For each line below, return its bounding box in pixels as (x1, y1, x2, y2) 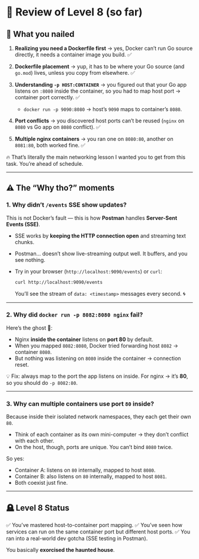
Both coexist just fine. (14, 479, 68, 487)
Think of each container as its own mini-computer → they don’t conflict (14, 431, 189, 438)
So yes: (6, 455, 25, 462)
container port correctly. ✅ (14, 94, 81, 100)
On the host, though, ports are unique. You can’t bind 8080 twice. (14, 444, 173, 451)
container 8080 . (14, 348, 52, 355)
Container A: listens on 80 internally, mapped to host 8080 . (14, 466, 156, 474)
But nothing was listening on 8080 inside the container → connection (14, 355, 181, 362)
